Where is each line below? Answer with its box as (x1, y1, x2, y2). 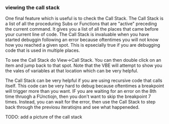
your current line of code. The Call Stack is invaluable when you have (5, 32, 149, 38)
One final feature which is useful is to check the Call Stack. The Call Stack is (5, 16, 164, 22)
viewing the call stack (5, 4, 60, 11)
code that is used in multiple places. (5, 47, 80, 54)
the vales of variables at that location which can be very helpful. (5, 68, 139, 74)
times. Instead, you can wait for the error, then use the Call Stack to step (5, 99, 155, 105)
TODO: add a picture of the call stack (5, 114, 82, 120)
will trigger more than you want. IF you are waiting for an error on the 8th (5, 88, 157, 94)
